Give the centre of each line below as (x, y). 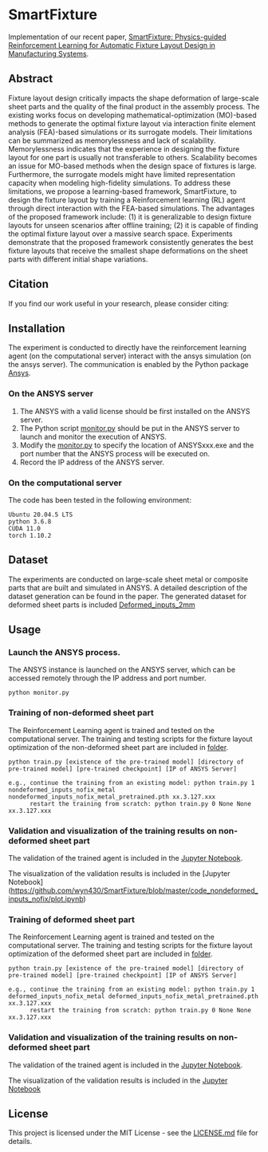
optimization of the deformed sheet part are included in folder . (110, 954)
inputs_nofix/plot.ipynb (46, 899)
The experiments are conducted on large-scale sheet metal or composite (128, 579)
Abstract (31, 79)
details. (20, 1142)
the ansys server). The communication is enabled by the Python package (128, 365)
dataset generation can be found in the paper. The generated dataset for (128, 596)
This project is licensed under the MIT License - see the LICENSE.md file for (133, 1133)
